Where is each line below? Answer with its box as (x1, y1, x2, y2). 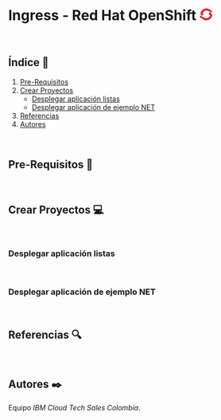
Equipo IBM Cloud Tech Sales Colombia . (8, 402, 141, 412)
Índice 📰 (8, 56, 49, 69)
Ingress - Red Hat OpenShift (8, 6, 197, 25)
